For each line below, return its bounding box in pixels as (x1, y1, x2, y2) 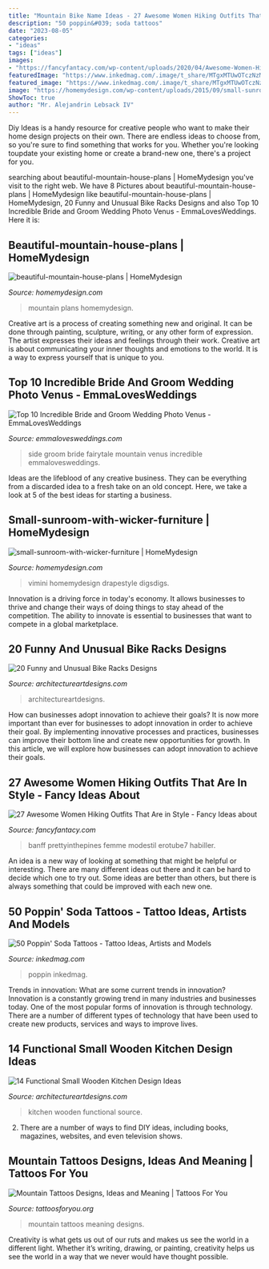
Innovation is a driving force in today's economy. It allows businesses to (8, 593, 246, 603)
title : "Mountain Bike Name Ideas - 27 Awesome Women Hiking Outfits (8, 11, 246, 20)
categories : (8, 34, 48, 42)
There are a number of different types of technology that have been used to (8, 1010, 259, 1020)
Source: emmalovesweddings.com (8, 433, 122, 443)
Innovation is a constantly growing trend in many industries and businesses (8, 994, 257, 1003)
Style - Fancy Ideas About (8, 788, 140, 801)
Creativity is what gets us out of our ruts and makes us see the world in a (8, 1235, 250, 1244)
